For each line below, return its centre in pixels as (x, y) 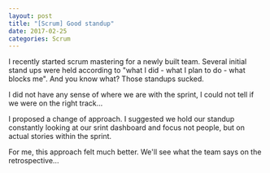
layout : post (30, 16)
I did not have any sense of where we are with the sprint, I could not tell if (131, 95)
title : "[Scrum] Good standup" (61, 24)
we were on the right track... (56, 103)
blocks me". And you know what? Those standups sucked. (107, 79)
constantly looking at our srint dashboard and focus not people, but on (127, 128)
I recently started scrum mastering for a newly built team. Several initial (128, 62)
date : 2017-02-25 (38, 31)
